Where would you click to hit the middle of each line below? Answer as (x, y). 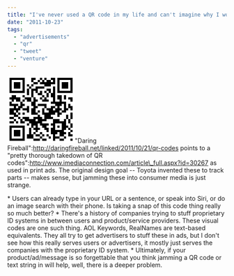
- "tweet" (28, 51)
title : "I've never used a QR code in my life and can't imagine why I (113, 15)
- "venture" (31, 59)
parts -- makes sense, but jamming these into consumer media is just (107, 177)
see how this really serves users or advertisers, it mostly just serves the (110, 243)
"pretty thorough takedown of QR (55, 155)
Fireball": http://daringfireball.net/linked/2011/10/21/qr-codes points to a (109, 148)
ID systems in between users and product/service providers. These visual (113, 220)
